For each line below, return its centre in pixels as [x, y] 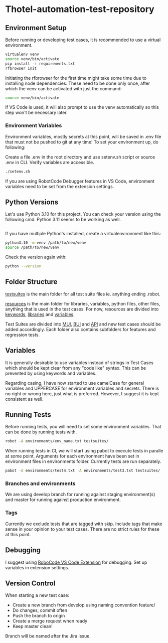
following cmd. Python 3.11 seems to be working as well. [63, 220]
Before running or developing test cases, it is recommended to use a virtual [83, 40]
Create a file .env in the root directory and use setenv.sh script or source [80, 157]
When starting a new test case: [37, 595]
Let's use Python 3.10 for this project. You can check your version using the [83, 214]
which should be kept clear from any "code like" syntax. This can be [76, 368]
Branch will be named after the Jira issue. [48, 636]
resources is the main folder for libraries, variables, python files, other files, [83, 303]
